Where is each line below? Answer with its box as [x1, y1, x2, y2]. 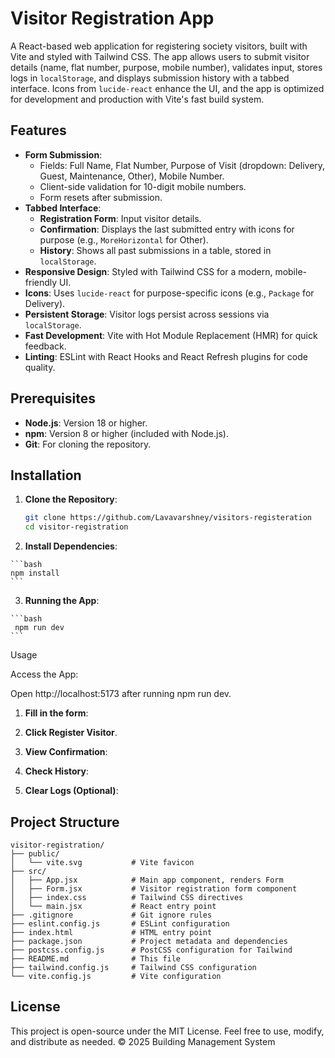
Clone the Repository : [24, 493, 118, 506]
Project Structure [10, 813, 120, 831]
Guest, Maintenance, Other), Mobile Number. [39, 170, 225, 182]
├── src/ [10, 866, 47, 876]
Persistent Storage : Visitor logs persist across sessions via [24, 308, 270, 320]
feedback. [24, 340, 67, 352]
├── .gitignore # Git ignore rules [10, 910, 213, 920]
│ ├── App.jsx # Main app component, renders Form [10, 875, 284, 885]
